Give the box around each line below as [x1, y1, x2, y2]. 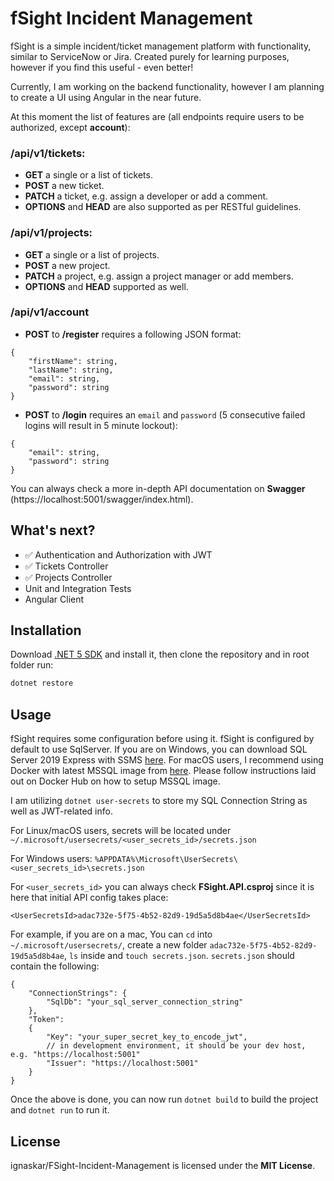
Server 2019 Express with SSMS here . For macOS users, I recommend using [10, 754, 324, 766]
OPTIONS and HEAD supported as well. [24, 280, 189, 292]
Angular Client [24, 593, 85, 605]
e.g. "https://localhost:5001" [10, 1050, 141, 1060]
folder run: [10, 659, 54, 671]
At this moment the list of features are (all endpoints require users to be [10, 110, 305, 122]
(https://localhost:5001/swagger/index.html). [10, 493, 194, 505]
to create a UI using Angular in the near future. [10, 91, 202, 103]
